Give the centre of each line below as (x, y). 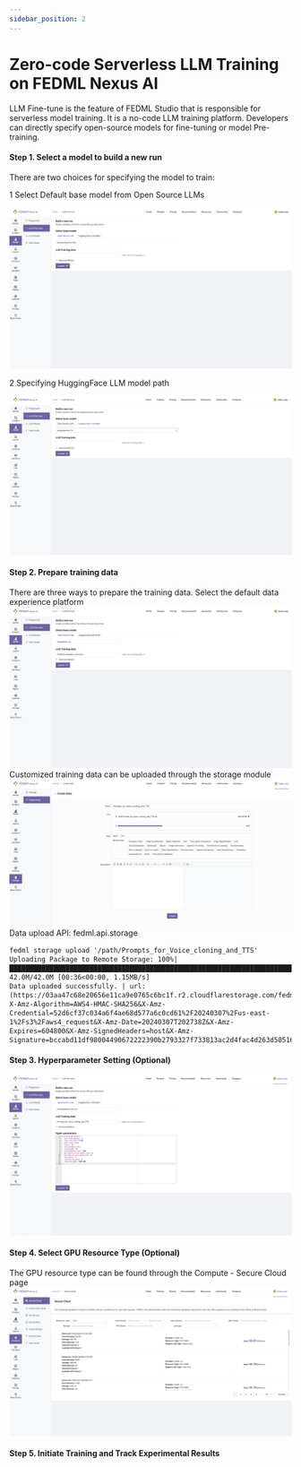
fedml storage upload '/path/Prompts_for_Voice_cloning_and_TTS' (133, 951)
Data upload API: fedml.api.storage (74, 933)
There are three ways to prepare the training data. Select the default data (144, 592)
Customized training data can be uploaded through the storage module (140, 774)
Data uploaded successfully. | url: (77, 987)
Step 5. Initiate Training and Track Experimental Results (115, 1454)
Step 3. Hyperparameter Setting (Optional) (90, 1060)
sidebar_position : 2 (48, 19)
